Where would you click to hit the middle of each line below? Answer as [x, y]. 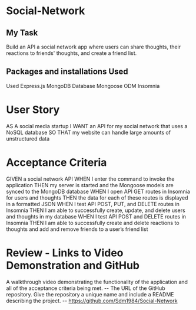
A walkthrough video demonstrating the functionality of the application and [97, 282]
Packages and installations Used [67, 72]
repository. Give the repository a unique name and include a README [90, 294]
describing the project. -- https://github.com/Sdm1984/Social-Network [92, 301]
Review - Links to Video [65, 253]
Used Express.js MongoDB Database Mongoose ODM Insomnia [83, 86]
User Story [33, 110]
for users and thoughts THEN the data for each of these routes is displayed [97, 198]
